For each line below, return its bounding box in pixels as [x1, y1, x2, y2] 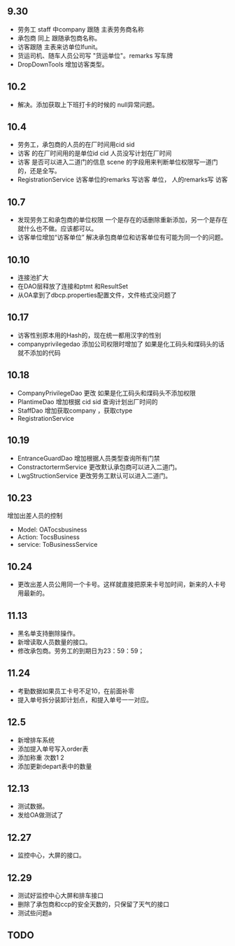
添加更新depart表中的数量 [17, 762, 92, 770]
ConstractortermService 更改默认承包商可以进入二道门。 [17, 462, 181, 471]
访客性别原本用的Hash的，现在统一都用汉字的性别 [17, 331, 162, 339]
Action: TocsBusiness [17, 533, 80, 541]
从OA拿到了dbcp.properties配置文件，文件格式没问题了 [17, 291, 177, 300]
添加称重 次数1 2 [17, 753, 64, 762]
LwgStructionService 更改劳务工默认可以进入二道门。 [17, 471, 172, 480]
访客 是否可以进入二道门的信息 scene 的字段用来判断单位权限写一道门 [17, 158, 218, 167]
